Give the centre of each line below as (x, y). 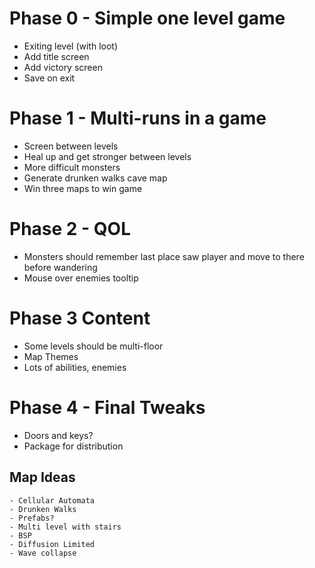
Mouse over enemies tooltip (81, 278)
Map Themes (51, 356)
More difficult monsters (72, 167)
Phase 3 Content (80, 318)
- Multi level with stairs (65, 527)
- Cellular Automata (52, 500)
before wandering (60, 267)
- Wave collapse (43, 553)
